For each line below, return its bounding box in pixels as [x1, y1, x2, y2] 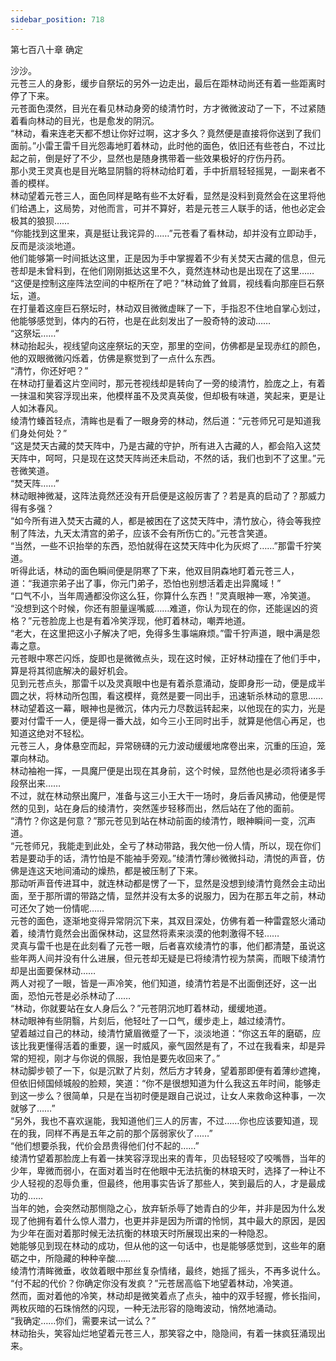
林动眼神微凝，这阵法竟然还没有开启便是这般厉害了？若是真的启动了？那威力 [10, 489, 326, 501]
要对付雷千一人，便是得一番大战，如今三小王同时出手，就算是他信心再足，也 [10, 714, 326, 726]
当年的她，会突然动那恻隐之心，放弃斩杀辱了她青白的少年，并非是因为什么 [10, 1202, 317, 1214]
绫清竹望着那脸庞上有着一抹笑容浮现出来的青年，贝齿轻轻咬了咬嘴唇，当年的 [10, 1152, 326, 1164]
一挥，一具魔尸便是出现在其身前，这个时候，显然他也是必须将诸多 [44, 764, 317, 776]
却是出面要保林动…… [10, 964, 97, 976]
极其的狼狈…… [10, 214, 70, 226]
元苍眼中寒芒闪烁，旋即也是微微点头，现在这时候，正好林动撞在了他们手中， [10, 652, 326, 664]
